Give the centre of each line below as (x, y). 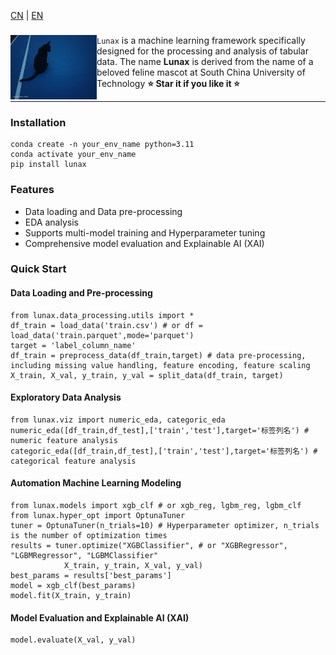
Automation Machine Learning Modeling (96, 483)
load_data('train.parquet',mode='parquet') (102, 335)
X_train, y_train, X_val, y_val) (133, 566)
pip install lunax (48, 165)
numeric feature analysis (64, 440)
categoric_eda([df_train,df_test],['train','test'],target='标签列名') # (164, 451)
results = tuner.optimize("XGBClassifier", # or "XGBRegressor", (149, 546)
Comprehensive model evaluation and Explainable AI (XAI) (144, 243)
